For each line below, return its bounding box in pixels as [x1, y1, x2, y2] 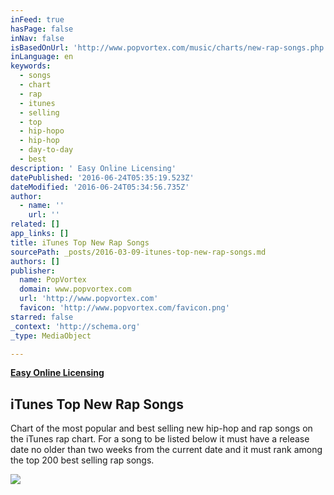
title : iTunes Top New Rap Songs [10, 237, 150, 248]
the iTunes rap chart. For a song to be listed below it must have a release [10, 433, 310, 445]
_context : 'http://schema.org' [10, 321, 141, 331]
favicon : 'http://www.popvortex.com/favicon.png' [19, 303, 230, 313]
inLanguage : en [10, 52, 74, 62]
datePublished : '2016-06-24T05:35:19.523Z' [10, 172, 195, 183]
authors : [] [10, 256, 60, 266]
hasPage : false [10, 24, 74, 34]
